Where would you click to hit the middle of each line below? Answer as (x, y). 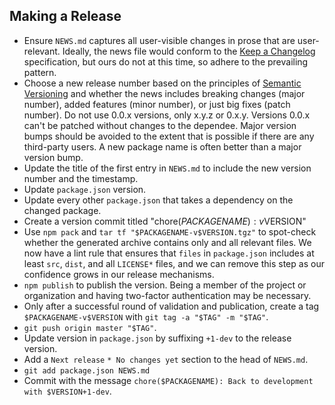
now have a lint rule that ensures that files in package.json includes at (169, 253)
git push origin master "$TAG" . (90, 327)
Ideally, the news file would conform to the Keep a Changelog (189, 51)
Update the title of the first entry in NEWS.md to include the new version (167, 168)
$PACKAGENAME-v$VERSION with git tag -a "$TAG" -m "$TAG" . (146, 316)
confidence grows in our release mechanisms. (119, 274)
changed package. (62, 210)
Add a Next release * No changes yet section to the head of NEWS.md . (166, 359)
